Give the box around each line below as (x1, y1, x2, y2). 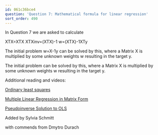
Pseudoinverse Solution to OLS (5, 105, 67, 112)
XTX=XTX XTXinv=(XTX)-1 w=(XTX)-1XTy (5, 39, 88, 45)
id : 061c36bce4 (5, 7, 36, 12)
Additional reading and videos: (5, 77, 66, 83)
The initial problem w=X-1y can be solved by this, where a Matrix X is (5, 48, 143, 54)
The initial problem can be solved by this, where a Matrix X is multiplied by (5, 63, 154, 68)
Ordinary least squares (5, 87, 51, 93)
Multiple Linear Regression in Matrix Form (5, 96, 88, 102)
